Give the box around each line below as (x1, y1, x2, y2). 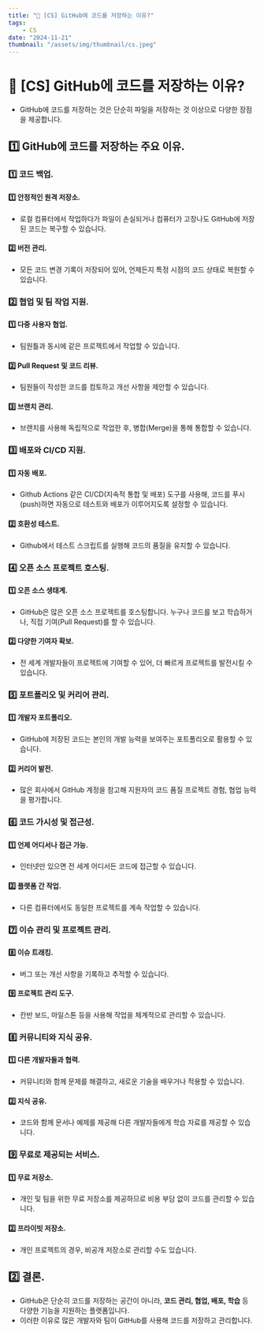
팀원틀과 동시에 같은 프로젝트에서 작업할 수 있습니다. (19, 340, 180, 351)
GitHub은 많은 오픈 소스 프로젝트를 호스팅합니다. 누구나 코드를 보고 (19, 607, 225, 616)
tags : (8, 19, 26, 27)
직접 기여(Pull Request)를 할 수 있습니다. (30, 616, 156, 627)
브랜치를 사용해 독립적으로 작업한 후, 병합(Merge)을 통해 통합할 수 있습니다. (19, 423, 252, 433)
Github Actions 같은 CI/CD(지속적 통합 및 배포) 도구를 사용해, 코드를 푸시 (19, 489, 246, 499)
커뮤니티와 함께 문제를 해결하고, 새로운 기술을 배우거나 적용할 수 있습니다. (19, 1077, 245, 1086)
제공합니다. (28, 115, 63, 125)
